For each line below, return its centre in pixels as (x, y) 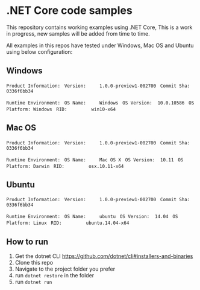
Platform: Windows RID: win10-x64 (61, 109)
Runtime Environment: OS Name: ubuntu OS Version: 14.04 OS (92, 217)
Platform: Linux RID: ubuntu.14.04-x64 (68, 223)
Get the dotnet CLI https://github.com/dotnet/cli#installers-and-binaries (104, 256)
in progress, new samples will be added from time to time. (78, 33)
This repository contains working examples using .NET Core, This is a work (99, 27)
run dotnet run (33, 282)
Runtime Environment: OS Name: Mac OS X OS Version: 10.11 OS (95, 160)
